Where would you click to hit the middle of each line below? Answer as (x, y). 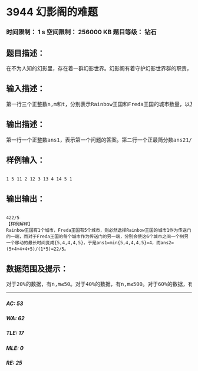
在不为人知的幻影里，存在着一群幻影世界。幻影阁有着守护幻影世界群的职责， (99, 68)
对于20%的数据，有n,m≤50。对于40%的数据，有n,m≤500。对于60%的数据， (97, 284)
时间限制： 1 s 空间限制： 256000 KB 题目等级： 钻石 (82, 32)
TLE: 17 (15, 333)
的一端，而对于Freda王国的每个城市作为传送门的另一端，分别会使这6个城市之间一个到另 (97, 237)
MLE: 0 (15, 348)
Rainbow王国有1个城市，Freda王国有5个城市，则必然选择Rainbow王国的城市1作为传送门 (99, 231)
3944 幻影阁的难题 (52, 12)
